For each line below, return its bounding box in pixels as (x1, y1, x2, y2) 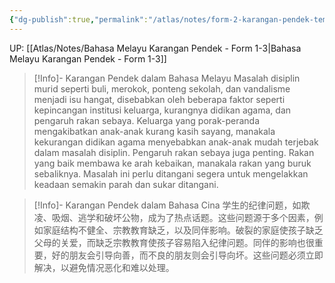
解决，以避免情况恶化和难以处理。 (33, 261, 175, 273)
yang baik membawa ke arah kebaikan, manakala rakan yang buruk (33, 157, 312, 169)
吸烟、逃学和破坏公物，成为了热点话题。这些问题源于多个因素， (51, 211, 315, 223)
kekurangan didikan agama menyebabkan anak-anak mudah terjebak (33, 136, 319, 148)
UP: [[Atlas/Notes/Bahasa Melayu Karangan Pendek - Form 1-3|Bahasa (9, 42, 302, 54)
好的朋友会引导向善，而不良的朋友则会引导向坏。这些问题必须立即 (51, 249, 324, 261)
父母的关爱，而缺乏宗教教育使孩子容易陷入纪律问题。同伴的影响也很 (33, 236, 315, 248)
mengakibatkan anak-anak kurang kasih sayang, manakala (33, 125, 276, 137)
